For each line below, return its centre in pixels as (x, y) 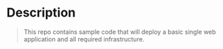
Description (41, 13)
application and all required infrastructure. (84, 39)
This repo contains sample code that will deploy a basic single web (120, 32)
